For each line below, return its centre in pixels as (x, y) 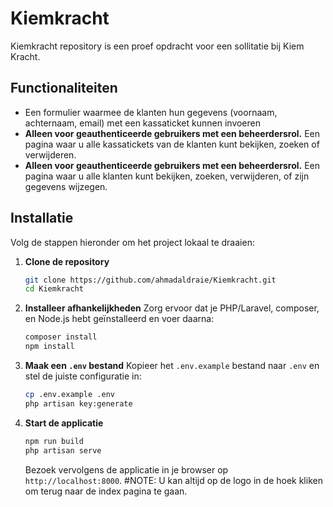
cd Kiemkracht (54, 289)
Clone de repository (67, 261)
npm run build (54, 441)
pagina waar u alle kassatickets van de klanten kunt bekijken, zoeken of (172, 144)
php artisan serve (63, 450)
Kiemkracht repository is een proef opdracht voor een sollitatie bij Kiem (157, 46)
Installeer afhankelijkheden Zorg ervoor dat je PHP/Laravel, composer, (172, 308)
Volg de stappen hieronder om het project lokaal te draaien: (132, 242)
